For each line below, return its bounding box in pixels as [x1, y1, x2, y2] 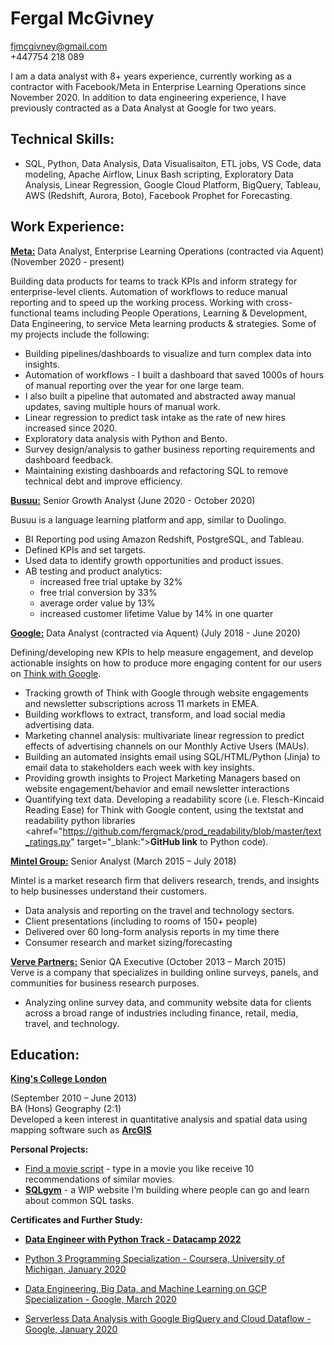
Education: [10, 1046, 80, 1063]
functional [10, 307, 52, 319]
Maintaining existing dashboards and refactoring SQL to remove [24, 464, 289, 476]
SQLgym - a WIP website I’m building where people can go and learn [24, 1184, 310, 1196]
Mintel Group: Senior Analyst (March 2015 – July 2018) [10, 855, 237, 867]
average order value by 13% [39, 597, 156, 609]
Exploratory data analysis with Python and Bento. [24, 432, 228, 444]
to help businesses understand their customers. [10, 885, 207, 897]
